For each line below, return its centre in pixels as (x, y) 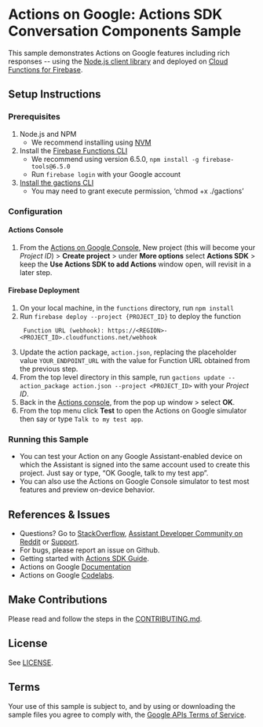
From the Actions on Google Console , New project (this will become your (137, 247)
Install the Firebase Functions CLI (73, 150)
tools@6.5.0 (51, 167)
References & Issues (59, 514)
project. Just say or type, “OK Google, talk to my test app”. (114, 473)
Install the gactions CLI (57, 182)
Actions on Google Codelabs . (67, 575)
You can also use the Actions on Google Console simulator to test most (134, 482)
